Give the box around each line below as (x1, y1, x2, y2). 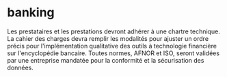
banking (7, 5, 55, 20)
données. (7, 63, 34, 72)
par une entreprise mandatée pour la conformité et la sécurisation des (7, 56, 204, 64)
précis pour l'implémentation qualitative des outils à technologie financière (7, 42, 217, 50)
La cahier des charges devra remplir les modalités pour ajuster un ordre (7, 34, 209, 42)
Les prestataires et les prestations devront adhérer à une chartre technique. (7, 27, 220, 35)
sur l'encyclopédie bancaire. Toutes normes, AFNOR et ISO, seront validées (7, 49, 220, 57)
